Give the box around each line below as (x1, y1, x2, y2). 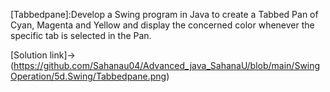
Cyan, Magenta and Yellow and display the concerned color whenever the (10, 19, 315, 31)
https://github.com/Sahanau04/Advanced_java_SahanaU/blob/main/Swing (13, 60, 321, 71)
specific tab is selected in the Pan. (10, 30, 152, 41)
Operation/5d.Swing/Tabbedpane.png (10, 70, 167, 82)
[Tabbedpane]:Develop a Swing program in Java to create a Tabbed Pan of (10, 9, 319, 20)
